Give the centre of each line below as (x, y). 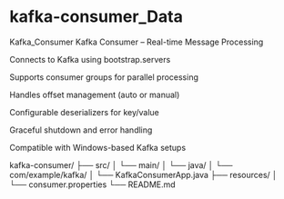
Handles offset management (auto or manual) (95, 95)
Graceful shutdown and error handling (81, 130)
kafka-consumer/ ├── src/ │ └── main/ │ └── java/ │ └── (122, 164)
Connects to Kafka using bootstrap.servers (90, 59)
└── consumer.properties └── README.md (92, 184)
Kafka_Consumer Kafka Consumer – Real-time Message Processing (137, 42)
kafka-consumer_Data (96, 17)
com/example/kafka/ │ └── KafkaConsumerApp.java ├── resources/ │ (143, 174)
